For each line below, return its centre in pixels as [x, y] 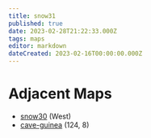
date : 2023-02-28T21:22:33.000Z [63, 31]
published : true [36, 24]
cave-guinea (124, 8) [55, 125]
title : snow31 [32, 16]
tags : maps [27, 39]
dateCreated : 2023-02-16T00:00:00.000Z [75, 54]
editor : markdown [38, 46]
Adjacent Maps [60, 94]
